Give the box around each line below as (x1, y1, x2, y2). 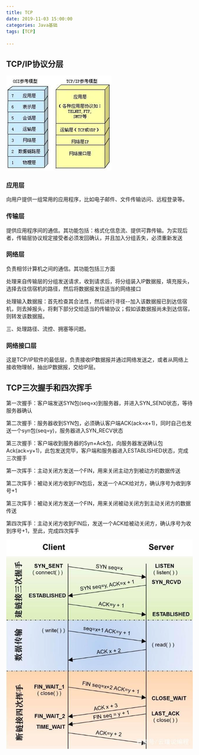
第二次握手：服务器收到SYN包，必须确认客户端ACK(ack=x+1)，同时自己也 (6, 419, 187, 427)
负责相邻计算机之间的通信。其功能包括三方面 (6, 265, 115, 272)
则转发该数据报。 (6, 312, 48, 320)
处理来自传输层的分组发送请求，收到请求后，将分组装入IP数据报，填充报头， (6, 277, 192, 285)
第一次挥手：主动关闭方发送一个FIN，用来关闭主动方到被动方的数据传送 (6, 467, 181, 474)
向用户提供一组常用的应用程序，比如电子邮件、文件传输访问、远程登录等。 (6, 196, 188, 203)
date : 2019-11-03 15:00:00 (6, 15, 73, 22)
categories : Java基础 (6, 22, 58, 28)
